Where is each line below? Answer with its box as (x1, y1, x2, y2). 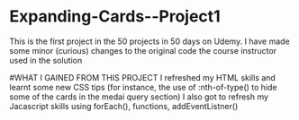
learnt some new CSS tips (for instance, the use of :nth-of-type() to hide (9, 81, 277, 92)
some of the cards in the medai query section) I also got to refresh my (9, 91, 268, 102)
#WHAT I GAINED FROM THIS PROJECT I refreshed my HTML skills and (9, 72, 276, 82)
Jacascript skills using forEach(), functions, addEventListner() (9, 100, 239, 111)
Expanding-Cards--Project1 (9, 6, 221, 27)
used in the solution (9, 55, 83, 65)
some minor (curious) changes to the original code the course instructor (9, 45, 277, 56)
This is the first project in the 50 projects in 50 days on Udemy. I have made (9, 36, 290, 47)
